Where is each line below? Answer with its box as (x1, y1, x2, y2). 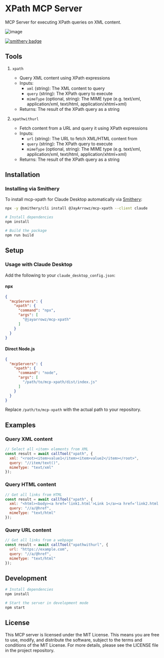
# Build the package (5, 228, 47, 233)
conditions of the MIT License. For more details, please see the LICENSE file (5, 642, 159, 648)
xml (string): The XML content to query (26, 85, 105, 91)
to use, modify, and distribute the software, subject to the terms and (5, 637, 142, 643)
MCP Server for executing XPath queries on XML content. (5, 19, 121, 25)
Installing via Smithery (5, 185, 60, 192)
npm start (5, 605, 25, 610)
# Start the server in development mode (5, 601, 89, 606)
